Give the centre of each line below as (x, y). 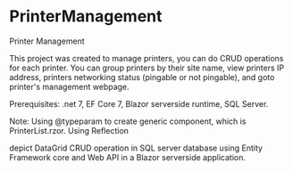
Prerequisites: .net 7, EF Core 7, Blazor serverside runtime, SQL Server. (139, 103)
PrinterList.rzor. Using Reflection (69, 130)
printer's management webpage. (69, 86)
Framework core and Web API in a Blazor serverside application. (128, 157)
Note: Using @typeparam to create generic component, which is (128, 121)
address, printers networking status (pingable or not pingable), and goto (142, 77)
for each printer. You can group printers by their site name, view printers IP (146, 68)
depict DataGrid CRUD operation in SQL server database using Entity (136, 148)
